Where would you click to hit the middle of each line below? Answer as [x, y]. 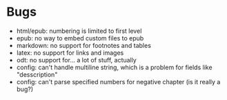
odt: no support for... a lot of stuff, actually [77, 60]
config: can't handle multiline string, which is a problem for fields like [114, 67]
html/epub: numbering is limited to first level [79, 31]
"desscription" [37, 74]
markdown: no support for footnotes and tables [83, 45]
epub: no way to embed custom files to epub [80, 38]
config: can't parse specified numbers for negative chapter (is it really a [118, 82]
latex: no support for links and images [70, 53]
